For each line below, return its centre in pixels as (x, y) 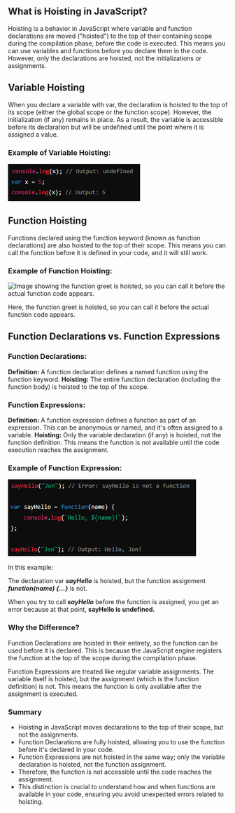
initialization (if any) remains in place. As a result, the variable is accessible (116, 119)
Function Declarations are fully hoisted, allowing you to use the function (121, 742)
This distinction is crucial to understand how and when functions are (117, 786)
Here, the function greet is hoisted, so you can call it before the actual (108, 307)
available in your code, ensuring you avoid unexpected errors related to (121, 794)
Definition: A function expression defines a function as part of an (102, 421)
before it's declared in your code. (66, 749)
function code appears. (42, 315)
